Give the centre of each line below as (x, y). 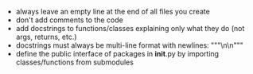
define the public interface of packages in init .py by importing (117, 54)
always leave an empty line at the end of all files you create (113, 12)
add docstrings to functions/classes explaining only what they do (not (130, 28)
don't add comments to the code (69, 20)
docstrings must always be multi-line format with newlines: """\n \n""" (130, 45)
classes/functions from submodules (74, 62)
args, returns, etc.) (46, 37)
